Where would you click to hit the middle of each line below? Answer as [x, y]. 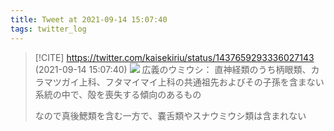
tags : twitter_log [48, 29]
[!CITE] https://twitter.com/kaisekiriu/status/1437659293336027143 [174, 57]
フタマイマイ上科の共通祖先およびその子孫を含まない [214, 82]
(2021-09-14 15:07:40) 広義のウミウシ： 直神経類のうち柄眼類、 [173, 69]
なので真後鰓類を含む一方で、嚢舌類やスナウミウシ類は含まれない [170, 115]
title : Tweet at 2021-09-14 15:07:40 [89, 19]
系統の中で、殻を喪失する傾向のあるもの [118, 94]
